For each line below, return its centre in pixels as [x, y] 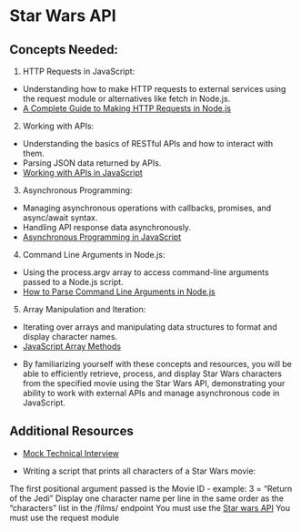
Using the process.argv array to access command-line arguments [146, 272]
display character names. [70, 337]
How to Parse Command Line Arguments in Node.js [119, 292]
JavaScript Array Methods [71, 346]
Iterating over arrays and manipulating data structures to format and [150, 327]
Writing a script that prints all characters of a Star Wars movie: [139, 471]
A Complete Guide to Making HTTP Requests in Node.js [127, 108]
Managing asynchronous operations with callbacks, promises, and [147, 208]
